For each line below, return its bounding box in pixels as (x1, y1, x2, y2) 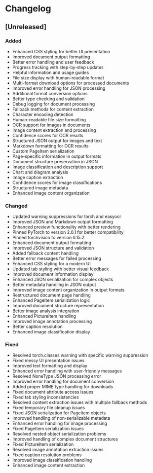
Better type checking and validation (12, 96, 85, 102)
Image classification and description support (12, 164, 103, 170)
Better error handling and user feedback (12, 59, 94, 65)
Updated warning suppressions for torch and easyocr (12, 214, 121, 219)
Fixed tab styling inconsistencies (12, 394, 79, 400)
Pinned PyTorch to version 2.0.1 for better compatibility (12, 229, 124, 235)
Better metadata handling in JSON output (12, 282, 96, 288)
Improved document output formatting (12, 54, 90, 60)
